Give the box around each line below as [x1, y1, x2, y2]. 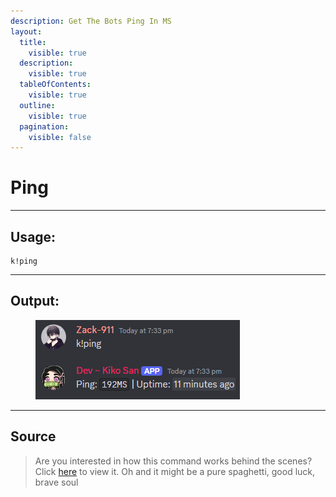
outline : [19, 100, 56, 110]
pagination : [19, 121, 70, 132]
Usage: [10, 228, 57, 245]
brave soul [34, 476, 79, 488]
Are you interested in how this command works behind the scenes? [34, 455, 313, 467]
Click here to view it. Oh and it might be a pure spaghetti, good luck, [34, 465, 316, 477]
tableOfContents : [19, 80, 92, 90]
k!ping [10, 256, 38, 266]
